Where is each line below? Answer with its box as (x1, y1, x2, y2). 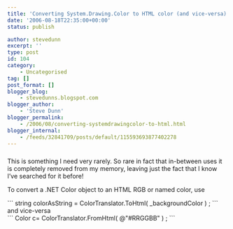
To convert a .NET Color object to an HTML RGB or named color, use (7, 185, 205, 193)
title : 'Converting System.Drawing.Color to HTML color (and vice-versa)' (7, 10, 230, 18)
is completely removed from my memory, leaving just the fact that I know (7, 164, 218, 172)
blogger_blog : (7, 88, 49, 95)
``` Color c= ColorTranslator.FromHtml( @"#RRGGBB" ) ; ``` (7, 214, 176, 222)
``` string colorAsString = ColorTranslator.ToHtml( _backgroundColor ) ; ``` (7, 199, 218, 207)
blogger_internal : (7, 127, 61, 134)
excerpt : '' (7, 43, 42, 50)
